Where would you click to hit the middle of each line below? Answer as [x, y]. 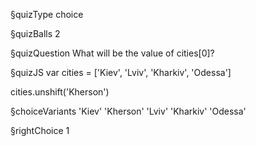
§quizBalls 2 [35, 33]
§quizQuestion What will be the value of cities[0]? [112, 53]
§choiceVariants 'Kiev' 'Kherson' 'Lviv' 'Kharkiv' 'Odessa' [128, 111]
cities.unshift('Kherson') [60, 92]
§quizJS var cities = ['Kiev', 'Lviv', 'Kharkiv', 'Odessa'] [121, 72]
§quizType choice [47, 14]
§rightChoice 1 [40, 130]
